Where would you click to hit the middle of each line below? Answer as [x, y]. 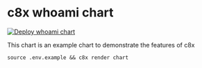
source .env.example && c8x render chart [68, 57]
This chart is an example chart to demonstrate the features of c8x [101, 45]
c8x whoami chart [60, 13]
